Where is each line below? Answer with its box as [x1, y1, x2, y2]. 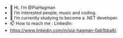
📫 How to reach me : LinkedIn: [9, 20, 73, 26]
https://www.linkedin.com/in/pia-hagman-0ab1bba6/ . [9, 27, 118, 33]
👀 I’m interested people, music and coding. [9, 10, 97, 16]
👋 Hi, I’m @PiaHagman [9, 5, 56, 10]
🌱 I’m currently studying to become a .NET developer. [9, 15, 119, 20]
